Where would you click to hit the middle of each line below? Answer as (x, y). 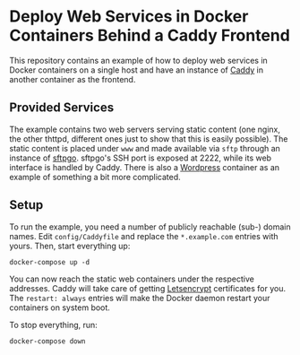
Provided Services (62, 108)
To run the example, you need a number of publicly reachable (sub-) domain (150, 227)
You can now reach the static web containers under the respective (132, 279)
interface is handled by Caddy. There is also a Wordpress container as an (145, 167)
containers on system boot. (60, 307)
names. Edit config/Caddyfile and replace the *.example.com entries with (144, 236)
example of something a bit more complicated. (95, 177)
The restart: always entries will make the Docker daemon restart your (140, 298)
